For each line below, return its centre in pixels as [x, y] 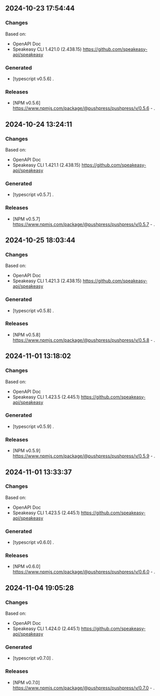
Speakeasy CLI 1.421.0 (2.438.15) [47, 49]
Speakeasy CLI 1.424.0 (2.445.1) [46, 628]
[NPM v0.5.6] [26, 103]
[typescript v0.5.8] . [33, 310]
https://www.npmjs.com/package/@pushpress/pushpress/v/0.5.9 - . [84, 456]
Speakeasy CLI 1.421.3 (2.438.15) [47, 281]
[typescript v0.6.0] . [33, 542]
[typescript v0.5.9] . [33, 426]
